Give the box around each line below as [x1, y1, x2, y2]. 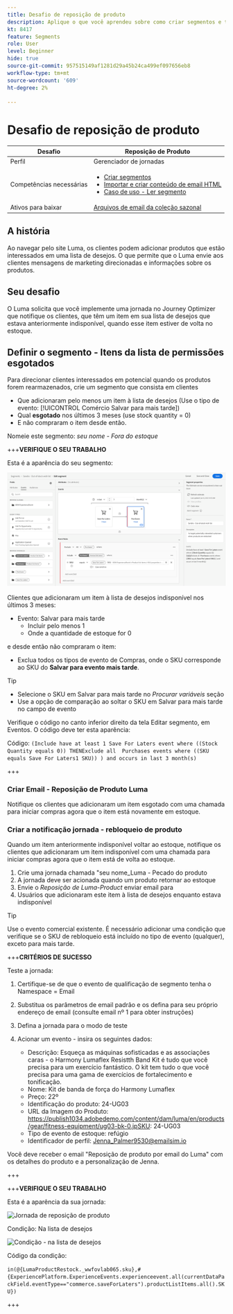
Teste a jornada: [7, 967, 53, 975]
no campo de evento [17, 704, 76, 713]
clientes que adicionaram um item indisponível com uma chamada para [7, 848, 210, 856]
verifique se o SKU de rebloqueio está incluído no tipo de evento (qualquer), [7, 932, 225, 940]
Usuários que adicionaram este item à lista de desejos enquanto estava [17, 891, 221, 899]
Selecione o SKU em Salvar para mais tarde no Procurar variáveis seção [17, 690, 224, 698]
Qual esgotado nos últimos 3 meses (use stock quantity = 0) [17, 411, 191, 419]
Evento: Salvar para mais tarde [17, 614, 105, 622]
